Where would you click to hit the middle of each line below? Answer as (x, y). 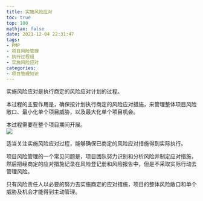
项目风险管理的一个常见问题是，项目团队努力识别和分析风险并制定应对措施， (101, 156)
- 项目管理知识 (23, 74)
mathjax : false (25, 29)
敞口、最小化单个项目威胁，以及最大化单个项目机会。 (72, 112)
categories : (21, 68)
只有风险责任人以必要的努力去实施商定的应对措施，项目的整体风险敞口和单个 (101, 184)
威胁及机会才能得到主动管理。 (43, 192)
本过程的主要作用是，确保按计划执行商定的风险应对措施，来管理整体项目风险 (101, 104)
